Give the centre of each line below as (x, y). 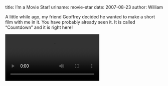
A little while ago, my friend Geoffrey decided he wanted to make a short (80, 17)
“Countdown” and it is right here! (39, 27)
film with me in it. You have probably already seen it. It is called (70, 22)
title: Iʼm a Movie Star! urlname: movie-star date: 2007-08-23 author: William (84, 7)
